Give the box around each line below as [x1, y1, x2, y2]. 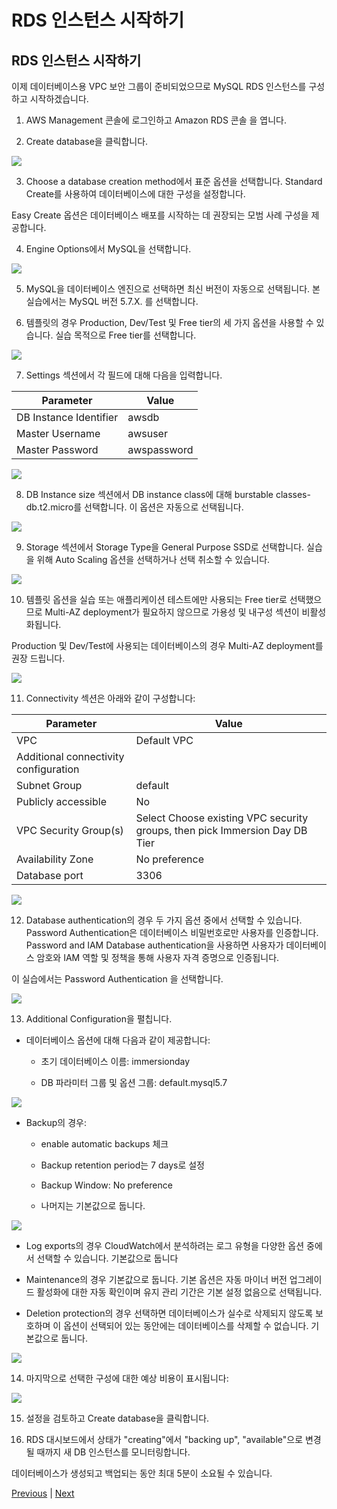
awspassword [127, 443, 194, 456]
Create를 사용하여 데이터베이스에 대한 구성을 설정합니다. [25, 188, 246, 200]
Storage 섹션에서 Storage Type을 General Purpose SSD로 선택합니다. [25, 541, 305, 553]
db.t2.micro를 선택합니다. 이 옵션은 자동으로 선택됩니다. [25, 501, 244, 513]
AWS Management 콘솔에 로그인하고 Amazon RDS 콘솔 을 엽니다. [25, 114, 288, 126]
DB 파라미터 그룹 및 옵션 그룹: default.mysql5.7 [40, 1077, 228, 1088]
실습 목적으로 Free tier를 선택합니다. [55, 329, 197, 341]
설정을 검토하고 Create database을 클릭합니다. [25, 1412, 210, 1424]
